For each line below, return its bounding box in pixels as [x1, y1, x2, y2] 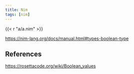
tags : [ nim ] [5, 12, 30, 17]
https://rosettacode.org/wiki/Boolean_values [5, 63, 96, 69]
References [5, 49, 42, 58]
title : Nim [5, 7, 28, 12]
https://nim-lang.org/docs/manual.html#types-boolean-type [5, 35, 129, 41]
